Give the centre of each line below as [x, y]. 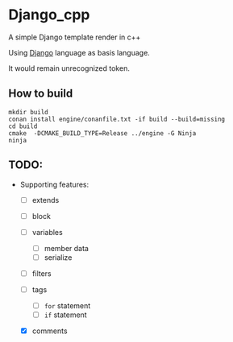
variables [47, 232]
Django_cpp [49, 15]
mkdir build [28, 112]
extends [46, 200]
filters [42, 273]
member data [66, 248]
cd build [23, 126]
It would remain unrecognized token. [69, 68]
